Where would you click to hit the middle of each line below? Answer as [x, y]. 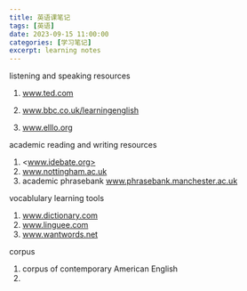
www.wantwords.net [60, 234]
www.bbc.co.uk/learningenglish [80, 110]
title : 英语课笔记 [40, 17]
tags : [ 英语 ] [32, 26]
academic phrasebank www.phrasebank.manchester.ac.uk [130, 181]
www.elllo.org [47, 128]
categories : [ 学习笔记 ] [50, 42]
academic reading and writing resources [83, 145]
